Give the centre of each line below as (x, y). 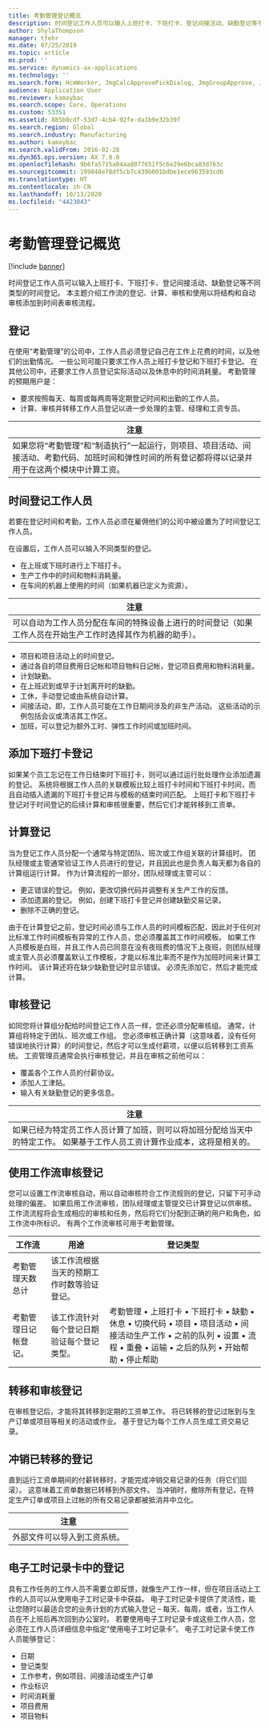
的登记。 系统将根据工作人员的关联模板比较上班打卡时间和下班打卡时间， (128, 784)
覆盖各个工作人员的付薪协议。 (69, 1072)
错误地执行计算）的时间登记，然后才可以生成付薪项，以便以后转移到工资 (127, 1045)
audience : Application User (55, 90)
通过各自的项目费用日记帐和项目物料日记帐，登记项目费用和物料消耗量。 (139, 666)
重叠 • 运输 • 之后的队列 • (175, 1348)
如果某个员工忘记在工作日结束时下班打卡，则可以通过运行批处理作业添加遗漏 (134, 774)
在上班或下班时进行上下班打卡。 (72, 566)
